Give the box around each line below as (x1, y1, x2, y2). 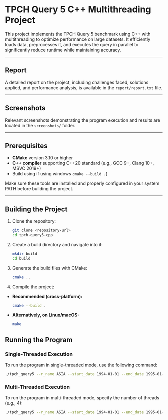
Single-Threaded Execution (5, 350, 73, 357)
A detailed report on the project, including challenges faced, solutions (5, 79, 149, 85)
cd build (12, 256, 31, 261)
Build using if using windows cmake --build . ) (12, 171, 108, 177)
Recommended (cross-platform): (12, 293, 83, 299)
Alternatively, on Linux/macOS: (12, 312, 79, 318)
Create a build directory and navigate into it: (12, 241, 103, 247)
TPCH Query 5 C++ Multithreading (5, 4, 151, 15)
